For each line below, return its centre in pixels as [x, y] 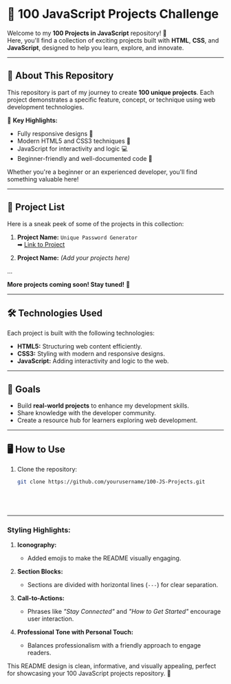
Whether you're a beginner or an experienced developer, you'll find [102, 172]
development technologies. [46, 107]
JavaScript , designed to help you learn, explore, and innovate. [96, 47]
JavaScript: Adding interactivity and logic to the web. [93, 361]
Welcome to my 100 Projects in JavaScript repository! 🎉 [87, 33]
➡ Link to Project [41, 244]
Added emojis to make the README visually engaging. [104, 558]
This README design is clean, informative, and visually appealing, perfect [112, 666]
